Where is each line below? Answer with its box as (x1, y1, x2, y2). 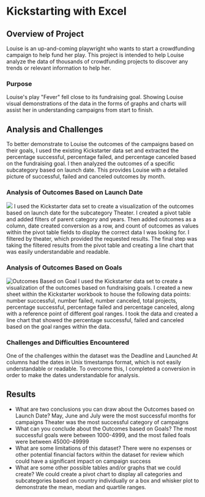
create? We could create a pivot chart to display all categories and (15, 470, 182, 477)
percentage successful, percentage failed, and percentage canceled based (6, 153, 196, 161)
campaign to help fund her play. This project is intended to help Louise (6, 51, 185, 59)
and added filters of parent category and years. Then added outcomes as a (6, 216, 196, 223)
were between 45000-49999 (15, 438, 89, 445)
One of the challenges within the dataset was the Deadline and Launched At (6, 352, 198, 359)
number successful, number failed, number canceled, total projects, (6, 296, 177, 304)
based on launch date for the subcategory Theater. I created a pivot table (6, 209, 192, 216)
